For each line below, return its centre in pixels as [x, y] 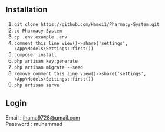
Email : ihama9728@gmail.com [43, 117]
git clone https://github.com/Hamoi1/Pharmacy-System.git [87, 24]
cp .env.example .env [40, 37]
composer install [35, 55]
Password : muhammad [34, 124]
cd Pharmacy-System [38, 31]
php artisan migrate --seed [48, 67]
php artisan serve [37, 85]
